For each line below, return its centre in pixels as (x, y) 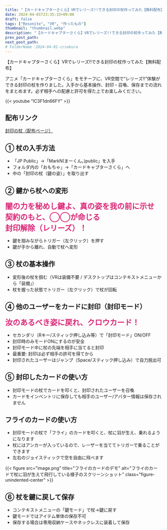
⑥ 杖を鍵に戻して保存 (40, 497)
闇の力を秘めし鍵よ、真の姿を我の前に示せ (80, 206)
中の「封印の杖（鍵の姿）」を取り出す (50, 174)
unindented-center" (25, 480)
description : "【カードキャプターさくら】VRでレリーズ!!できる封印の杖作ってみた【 (83, 33)
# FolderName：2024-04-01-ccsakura (42, 47)
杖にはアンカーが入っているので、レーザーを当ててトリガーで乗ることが (86, 445)
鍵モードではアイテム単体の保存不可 (49, 516)
